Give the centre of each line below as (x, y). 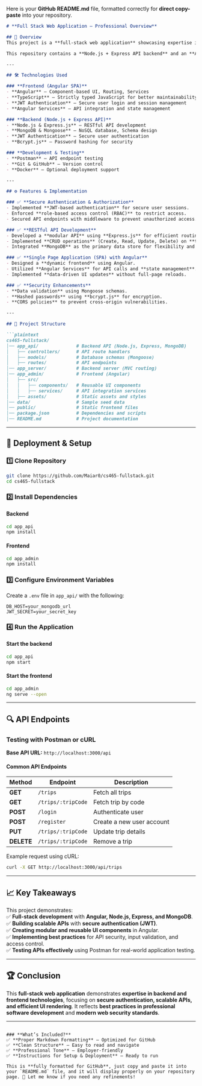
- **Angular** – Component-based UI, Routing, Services (78, 92)
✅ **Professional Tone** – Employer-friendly (65, 1050)
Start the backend (29, 644)
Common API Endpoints (37, 766)
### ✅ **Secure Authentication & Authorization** (70, 202)
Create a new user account (131, 822)
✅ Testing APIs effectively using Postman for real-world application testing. (101, 950)
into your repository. (47, 15)
